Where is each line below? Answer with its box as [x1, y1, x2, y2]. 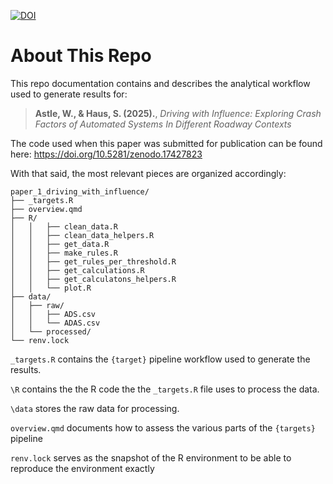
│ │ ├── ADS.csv [10, 309, 97, 319]
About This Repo [10, 45, 152, 67]
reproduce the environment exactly [10, 462, 155, 474]
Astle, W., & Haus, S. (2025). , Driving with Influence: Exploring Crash [34, 107, 322, 119]
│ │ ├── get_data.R [10, 239, 110, 249]
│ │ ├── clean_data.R [10, 221, 118, 232]
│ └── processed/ [10, 326, 92, 337]
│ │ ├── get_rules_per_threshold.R [10, 256, 177, 267]
